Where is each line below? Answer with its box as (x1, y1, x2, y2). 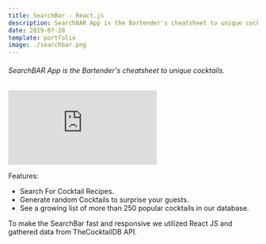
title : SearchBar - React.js (8, 11, 104, 20)
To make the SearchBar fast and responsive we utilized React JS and (8, 219, 233, 228)
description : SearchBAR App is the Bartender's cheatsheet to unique (8, 19, 243, 27)
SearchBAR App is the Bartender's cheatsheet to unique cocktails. (8, 65, 226, 75)
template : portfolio (8, 33, 77, 42)
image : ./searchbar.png (8, 41, 87, 49)
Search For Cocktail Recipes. (19, 187, 115, 196)
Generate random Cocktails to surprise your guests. (19, 195, 189, 204)
